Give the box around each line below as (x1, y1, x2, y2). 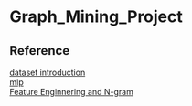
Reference (9, 43, 70, 58)
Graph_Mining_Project (9, 6, 183, 27)
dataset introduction (9, 67, 86, 78)
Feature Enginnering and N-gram (9, 87, 134, 97)
